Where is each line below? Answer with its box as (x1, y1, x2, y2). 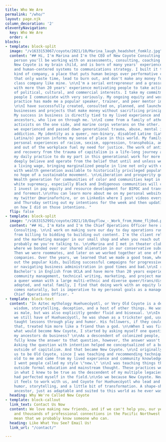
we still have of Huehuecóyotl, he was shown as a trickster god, (14, 315, 154, 320)
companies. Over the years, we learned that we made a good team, (14, 255, 154, 260)
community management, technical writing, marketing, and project (14, 274, 154, 279)
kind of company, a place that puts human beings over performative (14, 72, 158, 77)
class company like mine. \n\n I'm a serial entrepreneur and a (14, 80, 147, 85)
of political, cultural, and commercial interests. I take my (14, 90, 145, 95)
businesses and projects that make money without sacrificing (14, 108, 145, 114)
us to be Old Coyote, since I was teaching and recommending (14, 352, 142, 357)
